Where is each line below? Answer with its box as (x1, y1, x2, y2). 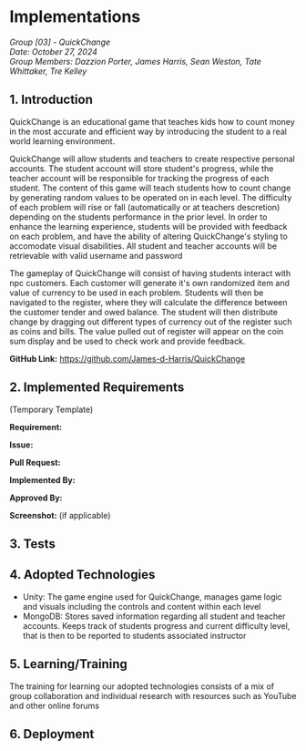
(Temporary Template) (9, 404, 94, 415)
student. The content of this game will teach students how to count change (9, 182, 291, 193)
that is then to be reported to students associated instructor (22, 630, 247, 641)
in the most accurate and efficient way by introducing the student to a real (9, 126, 287, 137)
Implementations (9, 6, 141, 27)
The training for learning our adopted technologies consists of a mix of (9, 681, 275, 692)
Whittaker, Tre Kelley (9, 66, 87, 77)
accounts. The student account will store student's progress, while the (9, 162, 274, 174)
